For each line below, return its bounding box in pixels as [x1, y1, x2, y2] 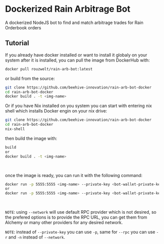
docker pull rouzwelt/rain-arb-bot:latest [5, 67, 93, 71]
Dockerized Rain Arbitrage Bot [5, 3, 131, 15]
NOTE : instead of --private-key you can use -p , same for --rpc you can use [5, 229, 155, 235]
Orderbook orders [5, 24, 41, 30]
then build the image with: [5, 135, 58, 141]
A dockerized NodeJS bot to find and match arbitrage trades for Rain [5, 20, 144, 25]
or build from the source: [5, 75, 55, 81]
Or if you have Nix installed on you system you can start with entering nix [5, 103, 152, 109]
